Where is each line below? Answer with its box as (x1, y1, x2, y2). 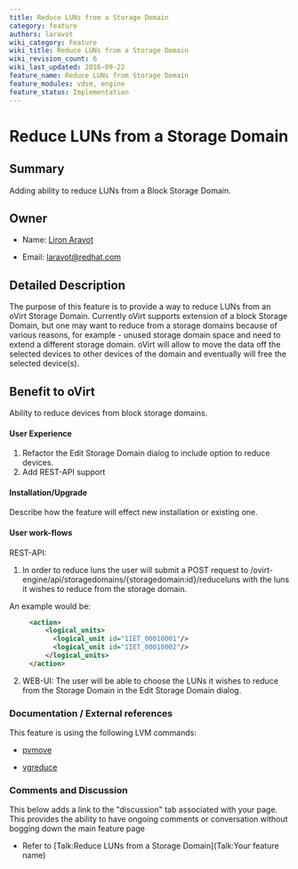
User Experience (9, 428, 73, 439)
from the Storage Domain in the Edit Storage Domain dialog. (21, 685, 242, 695)
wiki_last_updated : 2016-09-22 (9, 63, 125, 72)
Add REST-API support (21, 467, 106, 478)
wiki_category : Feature (9, 37, 98, 47)
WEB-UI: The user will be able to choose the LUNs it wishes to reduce (21, 675, 278, 686)
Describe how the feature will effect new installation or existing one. (9, 507, 258, 518)
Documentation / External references (9, 707, 173, 719)
